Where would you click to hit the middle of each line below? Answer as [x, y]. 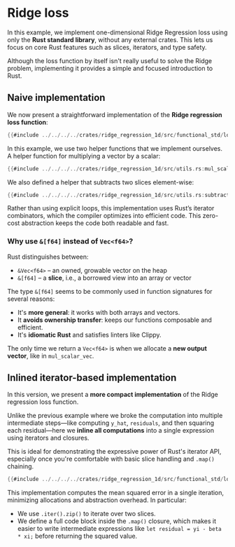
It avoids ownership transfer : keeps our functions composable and [114, 320]
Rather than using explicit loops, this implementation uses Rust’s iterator [111, 208]
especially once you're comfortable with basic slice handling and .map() [111, 459]
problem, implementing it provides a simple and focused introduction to [110, 68]
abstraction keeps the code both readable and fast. [95, 223]
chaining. [21, 466]
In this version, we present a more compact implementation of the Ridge [113, 395]
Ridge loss [38, 13]
